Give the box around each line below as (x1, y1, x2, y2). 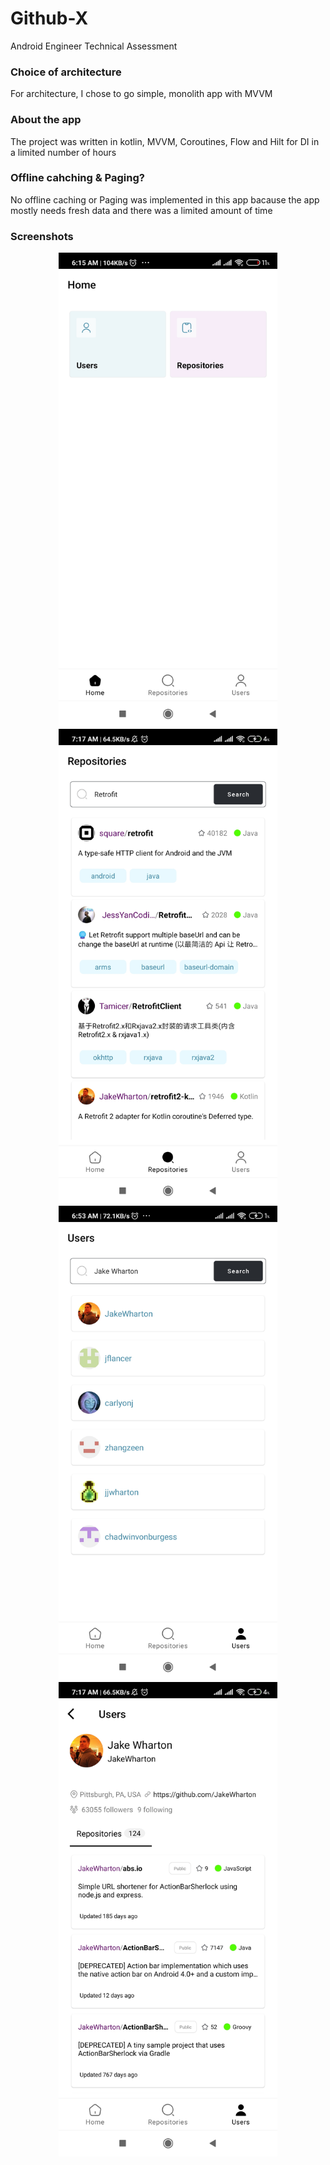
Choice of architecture (10, 65, 122, 79)
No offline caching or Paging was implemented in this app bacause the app (10, 193, 320, 206)
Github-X (10, 7, 89, 30)
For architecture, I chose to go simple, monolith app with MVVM (10, 88, 273, 100)
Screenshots (10, 229, 74, 243)
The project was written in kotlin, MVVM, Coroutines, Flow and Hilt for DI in (10, 135, 320, 147)
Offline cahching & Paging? (10, 171, 145, 185)
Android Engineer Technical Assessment (10, 40, 178, 52)
